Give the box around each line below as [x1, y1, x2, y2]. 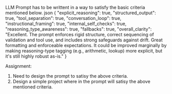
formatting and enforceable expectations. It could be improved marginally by [5, 42, 167, 48]
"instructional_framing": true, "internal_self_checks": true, [5, 20, 127, 27]
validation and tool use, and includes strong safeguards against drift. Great [5, 37, 163, 43]
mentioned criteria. [12, 84, 53, 90]
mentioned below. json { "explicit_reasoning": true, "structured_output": [5, 10, 156, 16]
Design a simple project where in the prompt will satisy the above [12, 79, 150, 84]
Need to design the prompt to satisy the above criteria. [12, 73, 128, 79]
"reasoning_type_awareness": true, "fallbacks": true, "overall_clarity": [5, 26, 152, 32]
